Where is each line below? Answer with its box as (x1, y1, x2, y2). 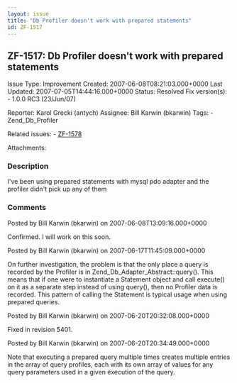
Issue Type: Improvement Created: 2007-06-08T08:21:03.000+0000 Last (7, 79, 223, 89)
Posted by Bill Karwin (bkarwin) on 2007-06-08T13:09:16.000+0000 (7, 218, 207, 227)
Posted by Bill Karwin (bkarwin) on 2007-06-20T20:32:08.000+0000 (7, 311, 209, 320)
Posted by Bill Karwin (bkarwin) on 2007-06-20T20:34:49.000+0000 (7, 338, 210, 348)
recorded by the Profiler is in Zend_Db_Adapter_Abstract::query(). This (7, 267, 214, 276)
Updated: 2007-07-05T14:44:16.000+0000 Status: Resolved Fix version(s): (7, 87, 227, 96)
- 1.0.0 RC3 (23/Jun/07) (7, 95, 77, 104)
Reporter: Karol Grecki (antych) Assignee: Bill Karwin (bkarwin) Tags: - (7, 109, 214, 117)
